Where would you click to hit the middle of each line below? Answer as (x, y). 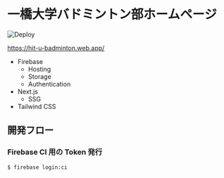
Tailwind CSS (37, 106)
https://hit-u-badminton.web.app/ (56, 48)
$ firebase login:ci (38, 167)
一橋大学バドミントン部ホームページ (112, 14)
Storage (39, 76)
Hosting (39, 69)
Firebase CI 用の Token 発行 (55, 152)
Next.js (28, 91)
